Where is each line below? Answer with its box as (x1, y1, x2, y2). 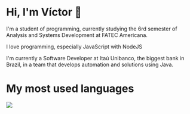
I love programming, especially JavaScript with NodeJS (6, 43, 143, 50)
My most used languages (6, 82, 134, 95)
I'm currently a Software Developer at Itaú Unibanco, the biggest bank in (6, 54, 185, 61)
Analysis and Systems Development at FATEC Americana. (6, 31, 148, 38)
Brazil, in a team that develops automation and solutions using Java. (6, 61, 174, 68)
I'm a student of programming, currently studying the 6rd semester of (6, 25, 177, 32)
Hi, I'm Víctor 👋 (6, 5, 82, 19)
